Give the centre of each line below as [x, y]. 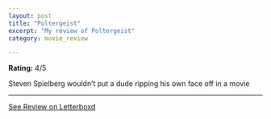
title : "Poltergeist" [45, 23]
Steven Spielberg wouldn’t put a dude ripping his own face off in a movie [129, 84]
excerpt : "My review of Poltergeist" [72, 31]
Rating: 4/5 [27, 68]
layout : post [30, 16]
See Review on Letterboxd [52, 107]
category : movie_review [48, 38]
